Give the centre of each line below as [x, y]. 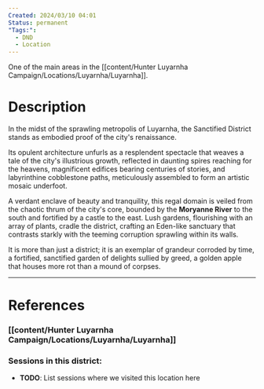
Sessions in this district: [55, 361]
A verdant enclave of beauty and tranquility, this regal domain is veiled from [130, 201]
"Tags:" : [22, 30]
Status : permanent [38, 23]
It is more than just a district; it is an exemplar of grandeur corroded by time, [131, 250]
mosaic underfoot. [38, 186]
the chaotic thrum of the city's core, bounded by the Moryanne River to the [130, 210]
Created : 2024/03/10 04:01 [52, 15]
